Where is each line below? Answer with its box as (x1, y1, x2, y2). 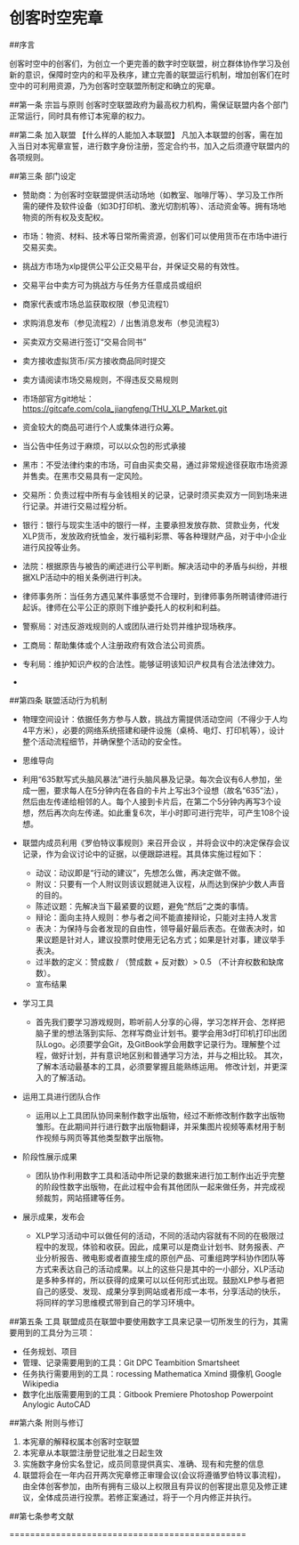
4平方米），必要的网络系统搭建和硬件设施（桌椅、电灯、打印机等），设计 (21, 725, 285, 736)
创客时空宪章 (9, 8, 104, 28)
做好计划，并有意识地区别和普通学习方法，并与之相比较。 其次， (51, 1050, 287, 1061)
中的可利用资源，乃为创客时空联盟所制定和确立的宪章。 (16, 80, 220, 91)
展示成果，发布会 (21, 1211, 85, 1222)
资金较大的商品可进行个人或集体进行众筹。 (21, 421, 179, 432)
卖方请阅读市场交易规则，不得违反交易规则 (21, 374, 179, 385)
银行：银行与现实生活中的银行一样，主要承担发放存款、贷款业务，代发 (21, 519, 280, 530)
